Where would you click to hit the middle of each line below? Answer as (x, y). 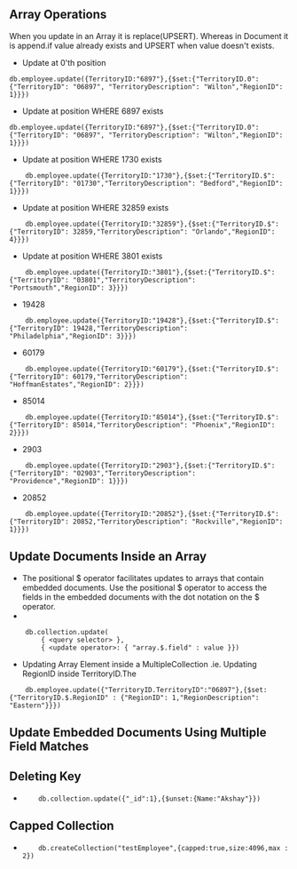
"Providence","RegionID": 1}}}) (69, 481)
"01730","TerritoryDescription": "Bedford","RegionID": (178, 183)
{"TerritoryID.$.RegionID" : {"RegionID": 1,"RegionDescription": (134, 698)
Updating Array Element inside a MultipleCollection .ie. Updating (139, 664)
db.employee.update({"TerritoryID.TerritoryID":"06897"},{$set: (146, 690)
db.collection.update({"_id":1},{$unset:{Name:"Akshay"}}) (150, 799)
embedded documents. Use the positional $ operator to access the (145, 587)
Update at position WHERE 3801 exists (92, 256)
